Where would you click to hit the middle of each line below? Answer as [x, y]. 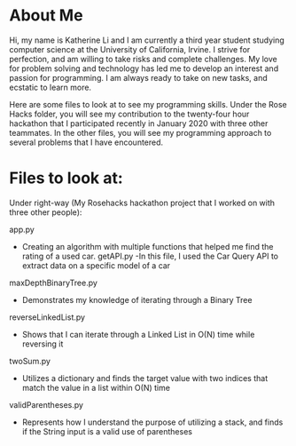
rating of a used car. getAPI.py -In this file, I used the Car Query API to [150, 256]
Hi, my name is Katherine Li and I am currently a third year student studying [147, 40]
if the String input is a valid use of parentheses [107, 431]
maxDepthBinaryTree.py [53, 283]
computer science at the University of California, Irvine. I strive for [130, 49]
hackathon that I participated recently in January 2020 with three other [139, 123]
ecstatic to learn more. [50, 87]
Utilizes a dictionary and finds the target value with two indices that [145, 378]
